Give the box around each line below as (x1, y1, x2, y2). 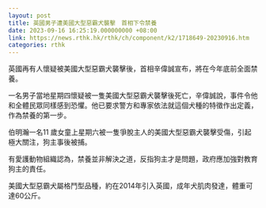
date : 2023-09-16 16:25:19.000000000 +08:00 (8, 26, 158, 34)
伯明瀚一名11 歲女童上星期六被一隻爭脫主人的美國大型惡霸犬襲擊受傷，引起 (8, 128, 252, 137)
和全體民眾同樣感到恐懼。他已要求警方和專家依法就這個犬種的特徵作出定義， (8, 101, 258, 110)
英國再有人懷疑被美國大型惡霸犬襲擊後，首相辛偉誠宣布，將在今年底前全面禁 (8, 64, 258, 74)
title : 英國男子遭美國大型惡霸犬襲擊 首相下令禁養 (8, 19, 157, 27)
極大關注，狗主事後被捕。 (8, 137, 92, 147)
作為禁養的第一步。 (8, 110, 71, 120)
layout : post (8, 11, 51, 20)
